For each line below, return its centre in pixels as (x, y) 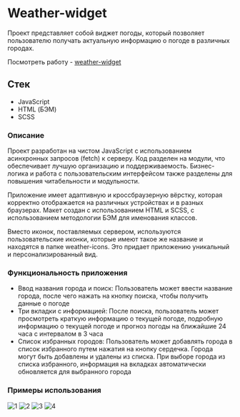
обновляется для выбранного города (75, 372)
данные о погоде (44, 303)
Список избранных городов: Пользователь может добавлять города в (125, 341)
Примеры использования (54, 391)
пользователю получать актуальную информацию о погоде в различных (119, 40)
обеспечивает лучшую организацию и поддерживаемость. (98, 166)
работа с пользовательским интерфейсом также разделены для (134, 174)
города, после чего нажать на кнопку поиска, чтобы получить (113, 296)
